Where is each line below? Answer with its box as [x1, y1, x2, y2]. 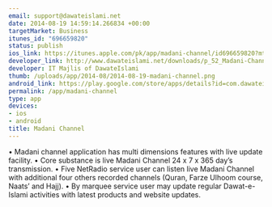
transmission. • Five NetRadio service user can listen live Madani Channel [8, 163, 255, 174]
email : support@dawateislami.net [8, 11, 121, 20]
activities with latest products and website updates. [29, 189, 201, 199]
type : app [8, 95, 42, 103]
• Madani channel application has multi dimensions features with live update [8, 146, 263, 156]
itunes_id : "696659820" [8, 34, 89, 43]
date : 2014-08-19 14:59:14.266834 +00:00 [8, 19, 151, 27]
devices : [8, 102, 38, 110]
